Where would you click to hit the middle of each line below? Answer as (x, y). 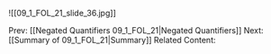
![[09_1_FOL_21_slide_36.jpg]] (62, 13)
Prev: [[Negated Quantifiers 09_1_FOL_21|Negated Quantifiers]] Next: (136, 30)
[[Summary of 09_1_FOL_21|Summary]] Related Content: (113, 40)
